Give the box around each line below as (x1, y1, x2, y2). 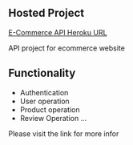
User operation (19, 96, 70, 106)
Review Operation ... (19, 113, 87, 123)
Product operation (19, 104, 80, 115)
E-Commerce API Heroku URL (8, 27, 107, 37)
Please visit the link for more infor (8, 128, 119, 139)
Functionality (8, 66, 76, 80)
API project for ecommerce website (8, 43, 126, 53)
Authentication (19, 87, 69, 97)
